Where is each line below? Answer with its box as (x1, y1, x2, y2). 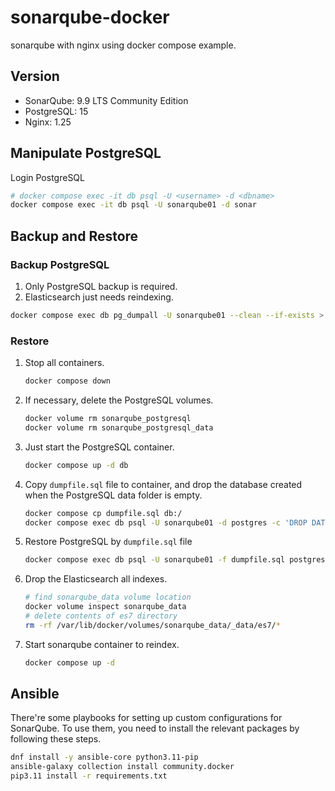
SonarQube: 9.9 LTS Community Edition (24, 94, 189, 106)
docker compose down (24, 376, 111, 386)
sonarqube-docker (10, 6, 170, 29)
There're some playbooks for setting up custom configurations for (10, 712, 283, 724)
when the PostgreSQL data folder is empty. (24, 489, 203, 501)
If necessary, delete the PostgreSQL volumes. (24, 394, 214, 406)
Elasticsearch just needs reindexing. (24, 291, 174, 303)
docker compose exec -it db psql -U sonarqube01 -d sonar (10, 200, 257, 210)
